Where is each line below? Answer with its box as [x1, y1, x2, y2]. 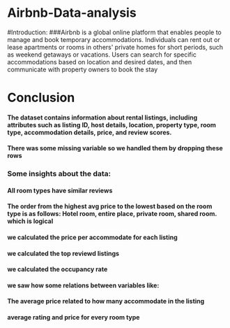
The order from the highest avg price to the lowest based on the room [7, 202, 213, 211]
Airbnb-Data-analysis [7, 5, 137, 21]
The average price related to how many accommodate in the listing [7, 297, 205, 306]
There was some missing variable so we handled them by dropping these [7, 144, 223, 152]
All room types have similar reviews [7, 186, 113, 194]
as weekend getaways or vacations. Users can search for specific [7, 50, 197, 59]
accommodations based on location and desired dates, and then [7, 57, 192, 66]
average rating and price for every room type [7, 313, 140, 321]
